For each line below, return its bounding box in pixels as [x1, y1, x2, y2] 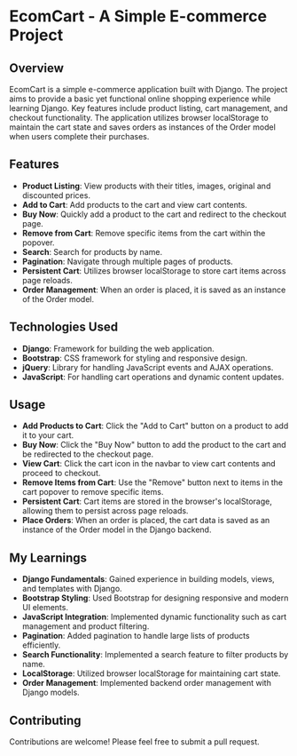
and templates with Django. [21, 584, 122, 594]
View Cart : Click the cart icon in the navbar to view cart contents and [21, 458, 277, 469]
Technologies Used [9, 320, 118, 335]
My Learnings [9, 550, 87, 565]
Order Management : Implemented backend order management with [21, 678, 272, 688]
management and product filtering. [21, 621, 150, 632]
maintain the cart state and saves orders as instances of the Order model [9, 122, 277, 132]
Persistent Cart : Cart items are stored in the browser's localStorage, [21, 496, 272, 507]
